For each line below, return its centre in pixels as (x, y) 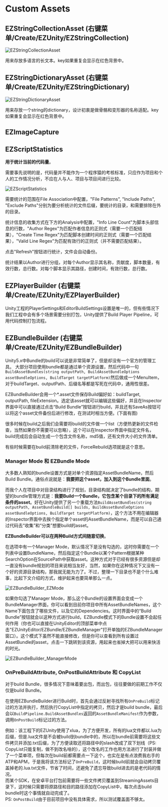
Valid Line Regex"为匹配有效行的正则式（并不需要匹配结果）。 (81, 241)
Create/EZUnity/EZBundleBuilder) (68, 348)
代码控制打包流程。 (29, 320)
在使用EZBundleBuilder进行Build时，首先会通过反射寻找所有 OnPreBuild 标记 (82, 701)
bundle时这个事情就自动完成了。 (39, 793)
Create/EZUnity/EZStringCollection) (71, 38)
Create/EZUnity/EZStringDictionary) (72, 87)
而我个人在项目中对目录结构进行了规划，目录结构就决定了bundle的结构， (80, 490)
